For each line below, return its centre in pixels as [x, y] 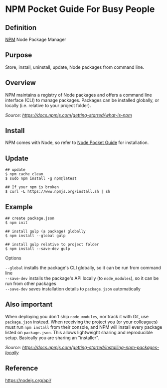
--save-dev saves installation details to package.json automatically [73, 289]
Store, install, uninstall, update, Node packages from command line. [75, 67]
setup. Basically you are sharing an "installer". [52, 338]
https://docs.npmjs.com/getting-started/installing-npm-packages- [91, 347]
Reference [22, 368]
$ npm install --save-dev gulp [38, 249]
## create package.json [30, 218]
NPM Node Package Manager [36, 39]
